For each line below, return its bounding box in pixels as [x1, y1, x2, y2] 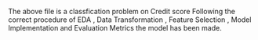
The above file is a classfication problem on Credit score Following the [8, 7, 235, 16]
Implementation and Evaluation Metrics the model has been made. [8, 24, 222, 32]
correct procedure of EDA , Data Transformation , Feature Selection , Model [8, 15, 252, 24]
